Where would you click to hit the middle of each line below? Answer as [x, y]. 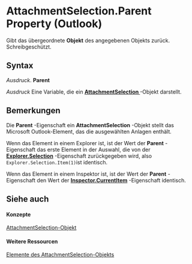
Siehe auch [28, 199]
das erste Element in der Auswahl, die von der [94, 149]
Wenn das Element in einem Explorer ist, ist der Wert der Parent [85, 143]
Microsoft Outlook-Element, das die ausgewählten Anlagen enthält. [89, 131]
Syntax [20, 66]
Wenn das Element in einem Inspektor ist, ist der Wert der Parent [86, 174]
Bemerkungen [34, 111]
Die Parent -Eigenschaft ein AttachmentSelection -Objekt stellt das [90, 125]
